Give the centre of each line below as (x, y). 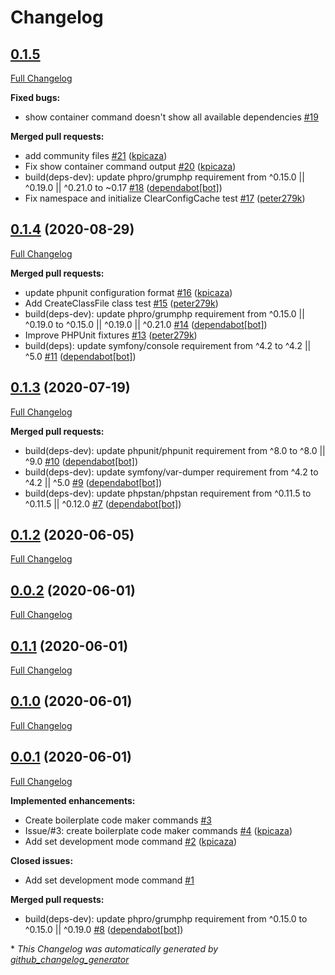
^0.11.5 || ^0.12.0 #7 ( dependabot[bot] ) (103, 503)
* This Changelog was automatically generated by (114, 948)
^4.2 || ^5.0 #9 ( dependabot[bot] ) (93, 482)
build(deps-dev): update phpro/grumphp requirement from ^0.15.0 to (166, 918)
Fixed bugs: (35, 97)
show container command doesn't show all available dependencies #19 (171, 117)
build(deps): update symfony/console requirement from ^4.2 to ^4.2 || (168, 345)
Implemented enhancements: (73, 800)
